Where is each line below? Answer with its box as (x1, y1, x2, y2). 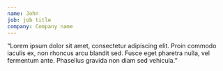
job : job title (7, 17, 52, 23)
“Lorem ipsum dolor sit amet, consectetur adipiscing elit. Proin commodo (7, 42, 217, 50)
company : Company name (7, 23, 73, 30)
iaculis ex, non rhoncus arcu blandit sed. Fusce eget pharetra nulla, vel (7, 49, 210, 57)
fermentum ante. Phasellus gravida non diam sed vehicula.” (7, 57, 178, 65)
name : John (7, 10, 39, 17)
